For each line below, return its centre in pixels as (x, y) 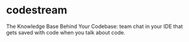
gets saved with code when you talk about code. (66, 32)
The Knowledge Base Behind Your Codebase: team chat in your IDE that (94, 26)
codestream (37, 10)
